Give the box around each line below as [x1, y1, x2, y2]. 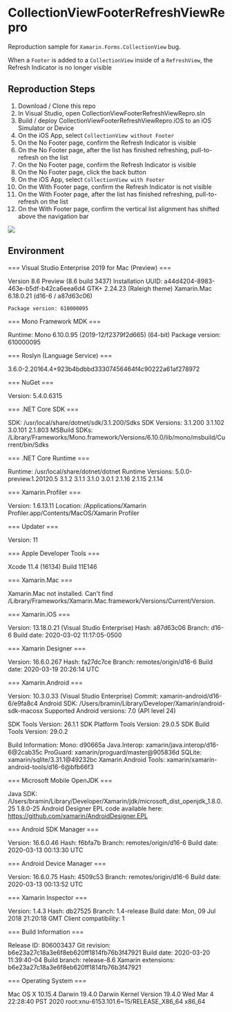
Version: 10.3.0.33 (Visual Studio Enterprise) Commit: [8, 692, 158, 700]
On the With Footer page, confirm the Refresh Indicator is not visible [17, 182, 213, 191]
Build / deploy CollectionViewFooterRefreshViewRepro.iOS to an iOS [17, 116, 212, 125]
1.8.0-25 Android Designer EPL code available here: [17, 804, 163, 813]
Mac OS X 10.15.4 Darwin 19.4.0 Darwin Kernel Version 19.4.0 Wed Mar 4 [8, 990, 214, 998]
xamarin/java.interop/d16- [145, 741, 220, 749]
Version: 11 [8, 535, 39, 544]
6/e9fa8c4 [8, 699, 39, 707]
